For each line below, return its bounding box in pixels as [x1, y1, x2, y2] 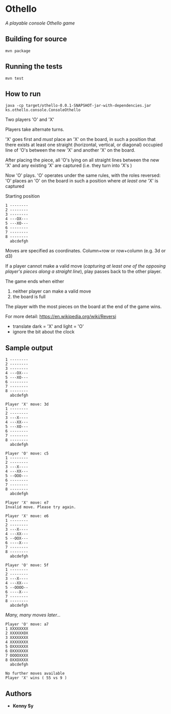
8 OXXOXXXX [5, 657, 28, 663]
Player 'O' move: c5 [5, 451, 49, 456]
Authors [5, 689, 32, 698]
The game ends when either [5, 278, 65, 284]
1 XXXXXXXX [5, 626, 28, 631]
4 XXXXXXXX [5, 639, 28, 645]
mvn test [5, 76, 24, 81]
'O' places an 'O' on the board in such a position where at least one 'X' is [5, 178, 159, 184]
